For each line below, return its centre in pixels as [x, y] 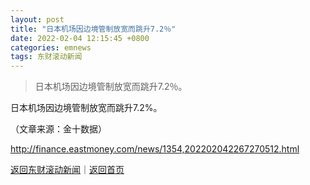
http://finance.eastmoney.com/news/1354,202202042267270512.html [155, 149]
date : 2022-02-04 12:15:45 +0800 [80, 38]
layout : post [37, 19]
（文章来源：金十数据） [58, 129]
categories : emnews [51, 47]
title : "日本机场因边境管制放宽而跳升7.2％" [93, 29]
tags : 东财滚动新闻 [46, 57]
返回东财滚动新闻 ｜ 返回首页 [67, 170]
